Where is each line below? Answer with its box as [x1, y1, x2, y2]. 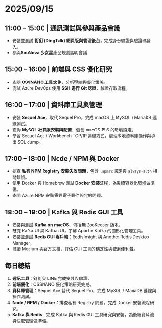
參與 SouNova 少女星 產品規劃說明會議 [12, 50, 87, 55]
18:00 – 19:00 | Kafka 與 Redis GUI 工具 [5, 208, 123, 216]
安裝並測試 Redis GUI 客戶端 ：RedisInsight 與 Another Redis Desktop [12, 234, 149, 240]
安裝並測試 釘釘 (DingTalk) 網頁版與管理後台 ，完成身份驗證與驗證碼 [12, 38, 147, 43]
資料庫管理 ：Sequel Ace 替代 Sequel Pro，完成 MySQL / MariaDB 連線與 [12, 288, 157, 294]
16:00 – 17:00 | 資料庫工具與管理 [5, 101, 103, 109]
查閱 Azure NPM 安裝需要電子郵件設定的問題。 [12, 193, 105, 198]
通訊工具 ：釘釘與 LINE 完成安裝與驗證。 [12, 276, 92, 281]
